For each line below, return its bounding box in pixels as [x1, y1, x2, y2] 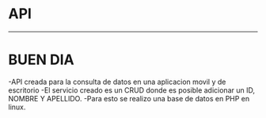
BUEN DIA [8, 51, 74, 69]
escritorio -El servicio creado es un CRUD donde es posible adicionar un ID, [8, 85, 256, 95]
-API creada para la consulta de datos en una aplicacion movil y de [8, 77, 226, 86]
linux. [8, 102, 26, 112]
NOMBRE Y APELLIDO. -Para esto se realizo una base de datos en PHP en [8, 93, 250, 103]
